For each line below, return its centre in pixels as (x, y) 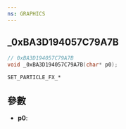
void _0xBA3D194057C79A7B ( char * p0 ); (63, 65)
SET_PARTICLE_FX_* (34, 78)
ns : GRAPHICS (26, 14)
